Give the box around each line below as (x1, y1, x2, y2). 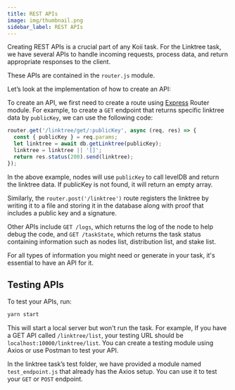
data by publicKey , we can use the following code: (7, 113, 153, 122)
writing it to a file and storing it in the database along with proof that (7, 201, 204, 210)
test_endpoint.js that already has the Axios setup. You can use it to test (7, 367, 217, 376)
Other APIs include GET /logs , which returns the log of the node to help (7, 222, 213, 231)
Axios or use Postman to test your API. (7, 346, 119, 355)
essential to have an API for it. (7, 258, 94, 267)
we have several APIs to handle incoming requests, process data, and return (7, 50, 229, 58)
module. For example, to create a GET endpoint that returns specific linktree (7, 106, 225, 115)
